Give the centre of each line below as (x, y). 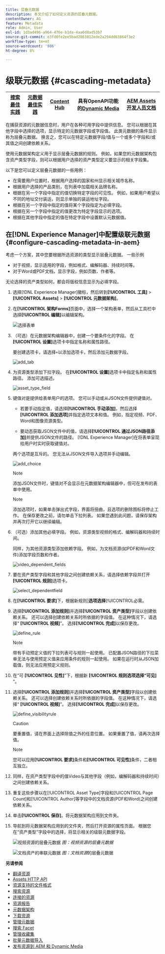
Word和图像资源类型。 (43, 421)
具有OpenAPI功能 (98, 101)
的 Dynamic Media (98, 108)
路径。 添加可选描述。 (35, 378)
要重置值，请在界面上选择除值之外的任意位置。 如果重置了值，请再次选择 (86, 734)
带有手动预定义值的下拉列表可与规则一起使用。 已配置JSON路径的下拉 (83, 653)
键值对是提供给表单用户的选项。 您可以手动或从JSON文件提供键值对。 (83, 398)
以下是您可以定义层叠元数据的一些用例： (46, 170)
